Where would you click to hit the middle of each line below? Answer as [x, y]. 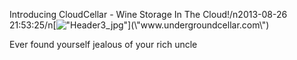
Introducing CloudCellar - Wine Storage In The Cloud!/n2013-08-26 [148, 14]
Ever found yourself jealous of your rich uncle [103, 44]
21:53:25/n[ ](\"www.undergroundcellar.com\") [139, 25]
